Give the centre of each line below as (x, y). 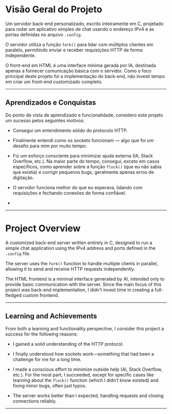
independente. (21, 55)
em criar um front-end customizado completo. (54, 82)
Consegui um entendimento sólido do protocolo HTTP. (70, 130)
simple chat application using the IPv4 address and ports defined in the (81, 248)
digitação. (23, 178)
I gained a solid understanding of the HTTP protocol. (68, 344)
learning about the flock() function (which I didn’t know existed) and (85, 380)
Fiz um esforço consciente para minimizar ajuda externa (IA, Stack (83, 155)
